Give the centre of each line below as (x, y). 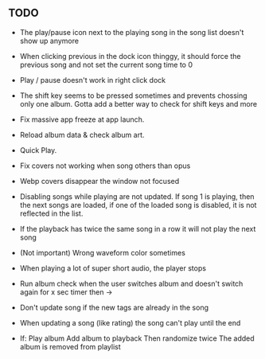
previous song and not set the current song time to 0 (106, 64)
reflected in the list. (51, 213)
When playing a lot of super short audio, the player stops (113, 268)
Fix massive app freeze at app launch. (82, 119)
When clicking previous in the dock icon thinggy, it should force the (130, 56)
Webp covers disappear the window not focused (99, 181)
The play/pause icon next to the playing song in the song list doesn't (132, 32)
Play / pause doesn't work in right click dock (92, 80)
